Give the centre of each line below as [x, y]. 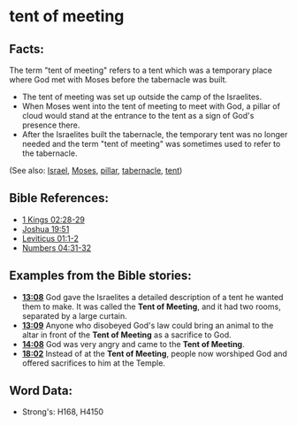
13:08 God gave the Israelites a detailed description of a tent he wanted [152, 297]
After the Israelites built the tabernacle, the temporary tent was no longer [155, 134]
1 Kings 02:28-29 [53, 220]
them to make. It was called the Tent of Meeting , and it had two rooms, [151, 306]
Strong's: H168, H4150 [63, 412]
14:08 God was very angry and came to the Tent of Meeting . [133, 344]
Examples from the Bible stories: [100, 276]
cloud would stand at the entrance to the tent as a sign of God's [138, 116]
